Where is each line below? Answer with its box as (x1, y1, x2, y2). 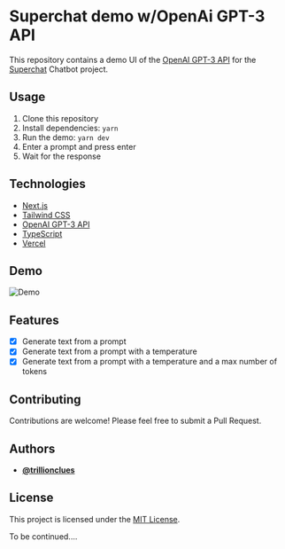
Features (9, 312, 59, 327)
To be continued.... (9, 530, 78, 542)
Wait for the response (21, 151, 102, 161)
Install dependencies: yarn (21, 122, 119, 133)
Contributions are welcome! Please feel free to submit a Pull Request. (9, 415, 262, 427)
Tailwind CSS (21, 209, 71, 220)
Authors (9, 441, 56, 456)
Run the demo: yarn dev (21, 131, 110, 143)
